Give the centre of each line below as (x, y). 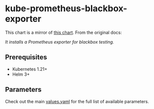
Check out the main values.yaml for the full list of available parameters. (77, 101)
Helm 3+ (21, 74)
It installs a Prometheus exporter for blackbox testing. (60, 42)
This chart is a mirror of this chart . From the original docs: (63, 32)
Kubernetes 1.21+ (30, 69)
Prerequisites (26, 57)
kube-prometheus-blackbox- (66, 9)
